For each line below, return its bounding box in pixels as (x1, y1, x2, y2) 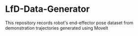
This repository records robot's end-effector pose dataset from (5, 20, 134, 26)
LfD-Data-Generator (5, 3, 90, 15)
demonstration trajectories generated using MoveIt (5, 25, 108, 31)
